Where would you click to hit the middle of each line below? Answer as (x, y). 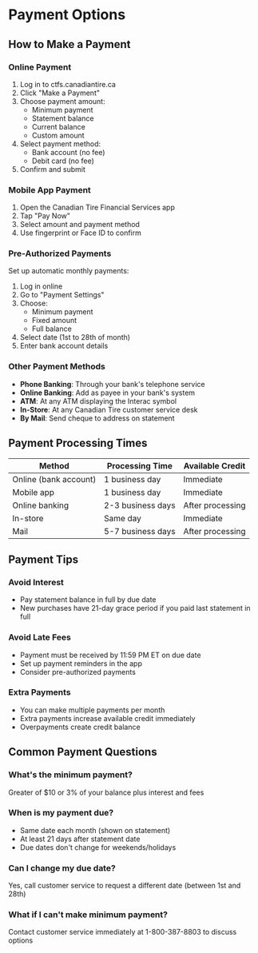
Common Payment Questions (83, 752)
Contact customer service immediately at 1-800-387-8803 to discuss (123, 932)
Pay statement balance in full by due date (88, 600)
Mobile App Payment (50, 189)
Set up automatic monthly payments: (69, 271)
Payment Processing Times (78, 443)
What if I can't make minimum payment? (88, 915)
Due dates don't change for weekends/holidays (98, 847)
